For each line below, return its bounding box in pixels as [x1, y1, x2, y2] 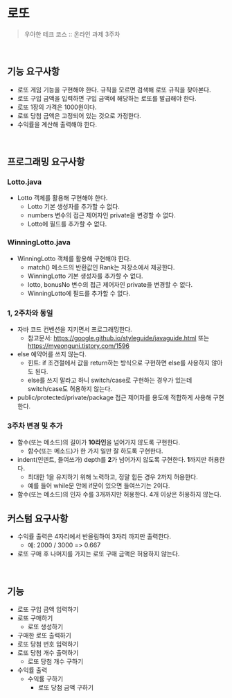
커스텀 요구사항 [7, 513, 69, 524]
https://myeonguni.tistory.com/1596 [27, 342, 130, 350]
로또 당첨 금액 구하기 [37, 683, 94, 691]
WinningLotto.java [7, 238, 71, 247]
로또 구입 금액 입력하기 [17, 605, 79, 613]
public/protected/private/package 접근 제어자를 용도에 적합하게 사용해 [17, 393, 212, 402]
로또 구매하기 [17, 613, 53, 622]
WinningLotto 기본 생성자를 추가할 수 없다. [27, 272, 143, 280]
